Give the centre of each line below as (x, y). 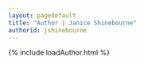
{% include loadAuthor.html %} (59, 53)
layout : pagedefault (43, 15)
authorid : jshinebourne (48, 30)
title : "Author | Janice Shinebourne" (72, 23)
